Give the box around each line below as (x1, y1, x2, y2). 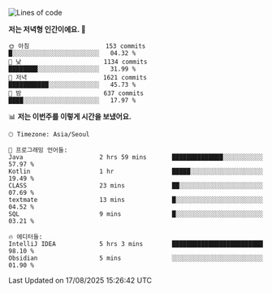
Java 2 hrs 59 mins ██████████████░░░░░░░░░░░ (8, 153, 264, 162)
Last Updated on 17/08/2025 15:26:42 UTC (8, 276, 153, 285)
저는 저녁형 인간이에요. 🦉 (8, 24, 87, 34)
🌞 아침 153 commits (8, 42, 146, 50)
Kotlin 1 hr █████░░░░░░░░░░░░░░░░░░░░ (8, 167, 264, 175)
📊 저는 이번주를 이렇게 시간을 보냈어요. (8, 112, 132, 121)
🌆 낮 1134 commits (8, 58, 148, 66)
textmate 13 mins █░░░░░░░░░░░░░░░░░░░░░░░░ (8, 196, 264, 204)
